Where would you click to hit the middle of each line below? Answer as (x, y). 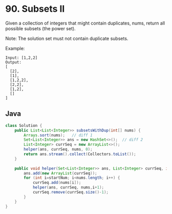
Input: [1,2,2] (21, 58)
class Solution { (24, 125)
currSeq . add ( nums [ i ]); (57, 183)
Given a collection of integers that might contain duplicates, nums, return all (85, 23)
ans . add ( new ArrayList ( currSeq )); (60, 173)
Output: (14, 62)
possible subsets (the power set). (40, 28)
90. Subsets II (35, 9)
